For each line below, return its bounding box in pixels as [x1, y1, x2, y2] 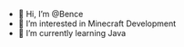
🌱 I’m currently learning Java [17, 28, 127, 38]
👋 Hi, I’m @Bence [17, 9, 84, 19]
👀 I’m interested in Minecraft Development [17, 18, 177, 29]
